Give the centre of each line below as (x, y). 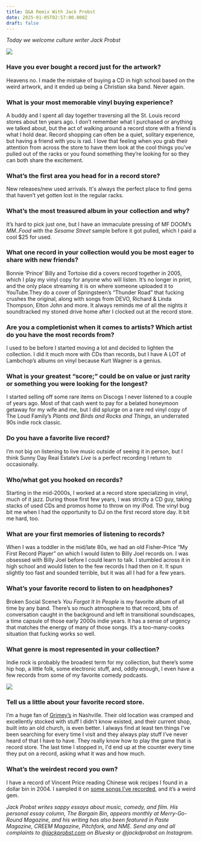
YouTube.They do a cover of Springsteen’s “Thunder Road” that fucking (95, 292)
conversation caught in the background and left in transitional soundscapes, (101, 614)
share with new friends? (42, 260)
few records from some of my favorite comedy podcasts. (77, 675)
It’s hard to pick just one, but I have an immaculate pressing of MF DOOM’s (99, 224)
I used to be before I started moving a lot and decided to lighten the (90, 348)
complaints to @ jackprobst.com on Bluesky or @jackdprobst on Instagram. (100, 832)
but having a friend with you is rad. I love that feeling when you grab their (97, 141)
